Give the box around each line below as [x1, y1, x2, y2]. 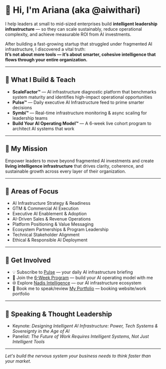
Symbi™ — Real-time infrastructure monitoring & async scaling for [12, 110, 147, 116]
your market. [5, 358, 31, 364]
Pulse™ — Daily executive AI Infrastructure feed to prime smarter [12, 99, 145, 105]
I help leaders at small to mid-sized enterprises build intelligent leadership [5, 21, 158, 27]
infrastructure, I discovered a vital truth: [5, 46, 86, 52]
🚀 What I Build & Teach [5, 76, 76, 84]
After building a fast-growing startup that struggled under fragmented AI [5, 41, 153, 46]
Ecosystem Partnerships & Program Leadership [12, 227, 109, 232]
